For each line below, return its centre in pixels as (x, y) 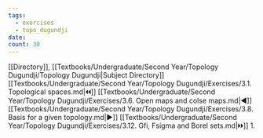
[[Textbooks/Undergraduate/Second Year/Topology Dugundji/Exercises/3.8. (131, 109)
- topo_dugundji (42, 30)
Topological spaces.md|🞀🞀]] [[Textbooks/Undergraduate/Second (112, 92)
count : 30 (24, 45)
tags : (17, 15)
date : (17, 37)
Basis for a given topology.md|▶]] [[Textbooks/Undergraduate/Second (123, 118)
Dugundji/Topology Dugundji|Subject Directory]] (86, 75)
